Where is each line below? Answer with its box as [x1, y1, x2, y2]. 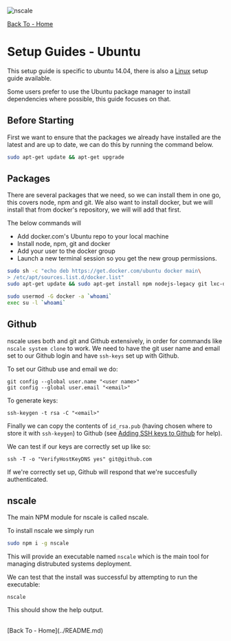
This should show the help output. [7, 606, 104, 614]
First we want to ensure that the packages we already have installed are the [7, 133, 221, 141]
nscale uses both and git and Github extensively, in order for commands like [7, 336, 222, 345]
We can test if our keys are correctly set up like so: [7, 442, 151, 451]
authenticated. [7, 475, 48, 483]
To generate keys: [7, 396, 58, 405]
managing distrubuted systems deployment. [7, 560, 132, 568]
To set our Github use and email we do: [7, 365, 118, 373]
